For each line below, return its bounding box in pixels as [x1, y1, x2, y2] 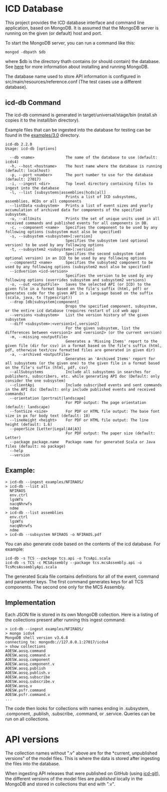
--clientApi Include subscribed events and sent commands [9, 382, 162, 388]
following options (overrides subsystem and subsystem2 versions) [5, 277, 146, 283]
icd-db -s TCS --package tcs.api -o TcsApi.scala [5, 556, 111, 561]
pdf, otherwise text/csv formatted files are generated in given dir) [5, 347, 155, 353]
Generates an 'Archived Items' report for [65, 356, 155, 361]
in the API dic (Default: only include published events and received [5, 387, 155, 392]
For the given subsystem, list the [65, 326, 140, 331]
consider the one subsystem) [5, 378, 66, 383]
